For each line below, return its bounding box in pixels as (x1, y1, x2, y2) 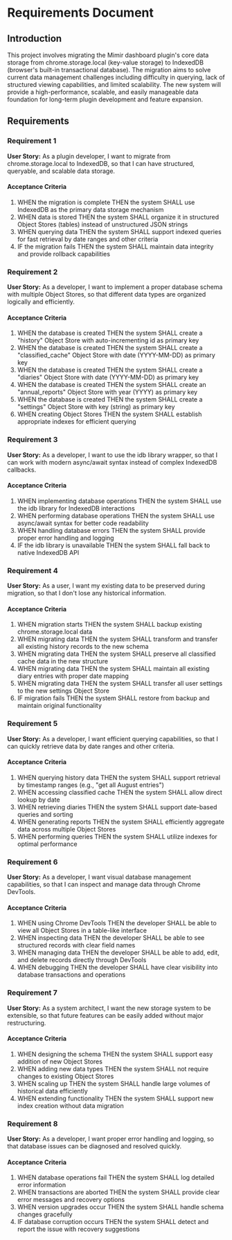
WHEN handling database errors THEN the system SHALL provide (17, 526, 206, 534)
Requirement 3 (7, 435, 58, 445)
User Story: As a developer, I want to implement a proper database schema (7, 283, 223, 291)
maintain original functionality (17, 702, 102, 710)
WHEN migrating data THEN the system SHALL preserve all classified (17, 650, 216, 658)
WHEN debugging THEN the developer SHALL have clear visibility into (17, 964, 218, 972)
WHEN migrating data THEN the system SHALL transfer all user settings (17, 679, 223, 688)
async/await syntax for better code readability (17, 519, 149, 527)
